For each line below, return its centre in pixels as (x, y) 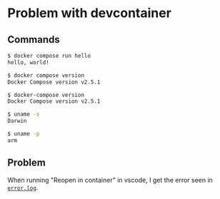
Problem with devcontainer (89, 13)
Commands (34, 40)
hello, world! (29, 62)
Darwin (17, 121)
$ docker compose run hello (49, 56)
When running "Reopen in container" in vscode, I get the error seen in (110, 180)
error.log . (23, 188)
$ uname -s (24, 114)
